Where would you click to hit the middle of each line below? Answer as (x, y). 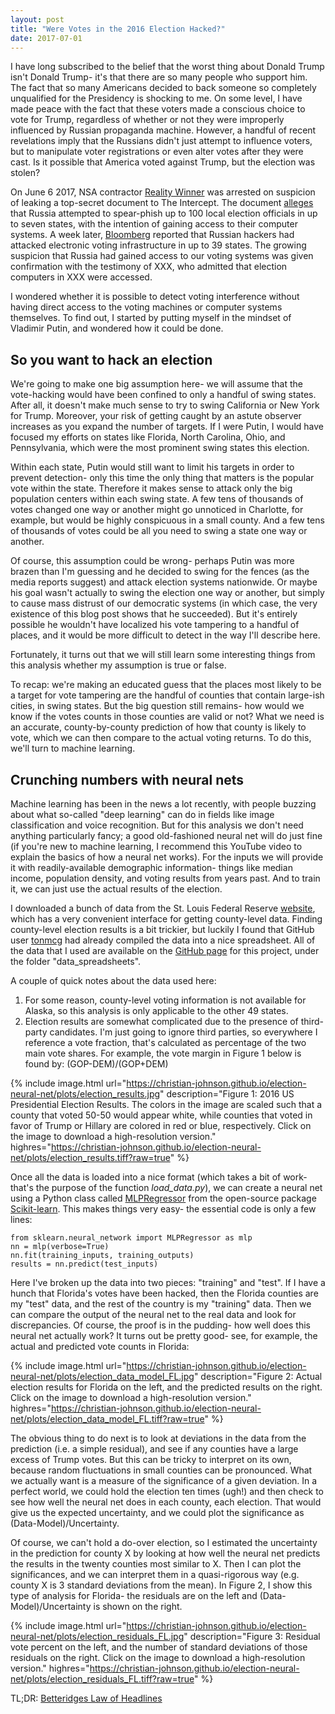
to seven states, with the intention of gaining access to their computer (154, 224)
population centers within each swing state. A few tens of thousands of (157, 499)
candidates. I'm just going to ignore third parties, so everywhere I (183, 1032)
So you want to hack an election (111, 359)
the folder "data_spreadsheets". (76, 961)
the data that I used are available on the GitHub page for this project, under (165, 950)
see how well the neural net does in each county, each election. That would (166, 1502)
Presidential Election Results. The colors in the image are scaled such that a (166, 1104)
